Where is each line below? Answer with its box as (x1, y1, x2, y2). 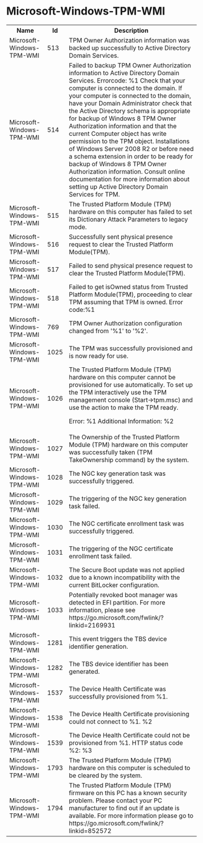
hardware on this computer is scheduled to (68, 763, 190, 772)
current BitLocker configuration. (68, 581, 159, 589)
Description (114, 26, 149, 35)
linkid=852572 (68, 827, 112, 835)
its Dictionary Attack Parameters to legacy (68, 215, 188, 223)
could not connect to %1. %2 (68, 717, 152, 726)
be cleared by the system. (68, 771, 143, 779)
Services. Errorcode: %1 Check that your (68, 76, 185, 84)
